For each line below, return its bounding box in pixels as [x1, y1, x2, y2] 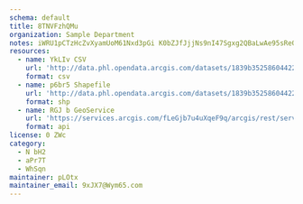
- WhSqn [17, 164, 47, 173]
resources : [9, 47, 50, 56]
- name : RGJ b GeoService [17, 106, 115, 115]
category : [9, 139, 47, 148]
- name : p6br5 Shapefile [17, 80, 111, 89]
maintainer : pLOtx [9, 172, 78, 181]
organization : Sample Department [9, 30, 135, 39]
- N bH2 [17, 147, 47, 156]
